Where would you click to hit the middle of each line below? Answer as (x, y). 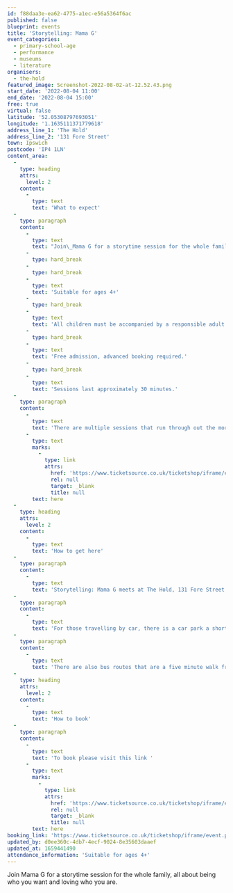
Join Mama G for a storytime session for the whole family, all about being (112, 875)
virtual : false (29, 111)
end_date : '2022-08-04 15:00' (51, 98)
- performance (34, 53)
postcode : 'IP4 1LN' (37, 150)
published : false (32, 20)
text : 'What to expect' (66, 208)
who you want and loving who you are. (62, 882)
